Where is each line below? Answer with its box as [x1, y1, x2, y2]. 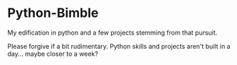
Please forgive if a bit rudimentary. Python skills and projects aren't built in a [7, 42, 231, 50]
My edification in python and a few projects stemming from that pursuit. [7, 28, 218, 37]
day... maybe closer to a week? [7, 49, 98, 58]
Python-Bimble [7, 5, 99, 21]
